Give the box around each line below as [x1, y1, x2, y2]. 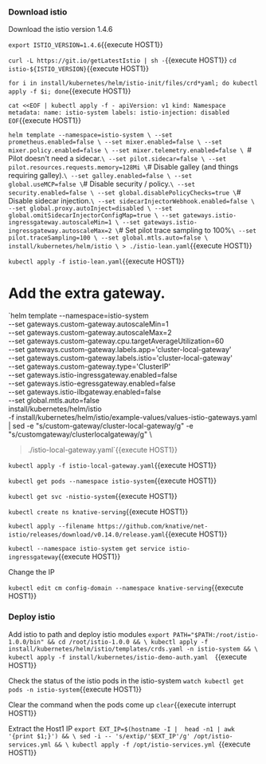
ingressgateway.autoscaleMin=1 [8, 219, 112, 227]
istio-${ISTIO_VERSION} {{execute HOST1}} [8, 64, 150, 73]
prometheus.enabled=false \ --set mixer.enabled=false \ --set [8, 138, 223, 146]
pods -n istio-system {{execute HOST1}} [8, 684, 142, 694]
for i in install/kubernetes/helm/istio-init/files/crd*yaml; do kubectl [8, 79, 259, 88]
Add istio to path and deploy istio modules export [8, 629, 170, 639]
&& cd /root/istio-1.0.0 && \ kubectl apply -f [47, 638, 209, 646]
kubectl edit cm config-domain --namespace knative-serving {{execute [8, 583, 244, 592]
